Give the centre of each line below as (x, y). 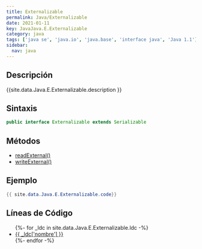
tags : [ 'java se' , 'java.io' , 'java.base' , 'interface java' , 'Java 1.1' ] (102, 40)
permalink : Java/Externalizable (47, 17)
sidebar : (17, 46)
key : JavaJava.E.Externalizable (47, 28)
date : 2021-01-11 (28, 23)
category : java (25, 34)
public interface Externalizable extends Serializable (76, 122)
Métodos (23, 141)
